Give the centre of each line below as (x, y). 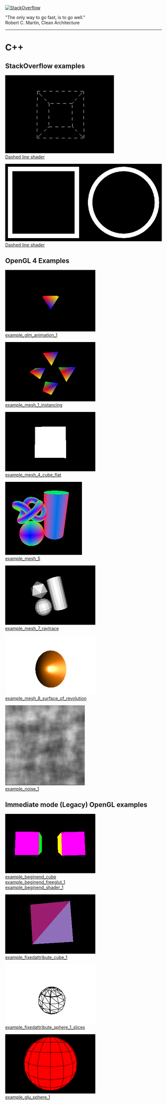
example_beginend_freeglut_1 (35, 882)
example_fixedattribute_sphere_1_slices (45, 1027)
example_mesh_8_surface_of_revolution (46, 699)
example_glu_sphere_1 (28, 1097)
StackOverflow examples (45, 66)
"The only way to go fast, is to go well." (45, 17)
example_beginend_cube (31, 877)
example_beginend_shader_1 (34, 888)
